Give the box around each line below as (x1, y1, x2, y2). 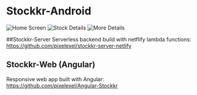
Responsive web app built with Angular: (6, 75, 105, 82)
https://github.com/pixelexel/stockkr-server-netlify (6, 42, 132, 49)
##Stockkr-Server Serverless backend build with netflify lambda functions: (6, 35, 192, 43)
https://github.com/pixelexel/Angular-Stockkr (6, 82, 118, 89)
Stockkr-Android (6, 4, 92, 18)
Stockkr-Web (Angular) (6, 60, 95, 70)
